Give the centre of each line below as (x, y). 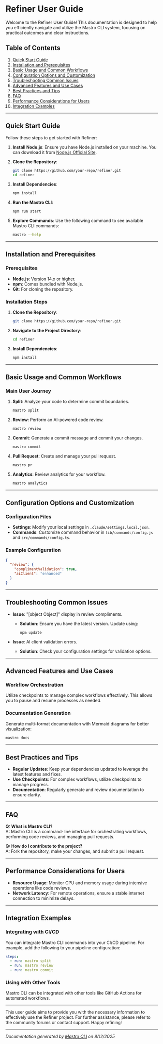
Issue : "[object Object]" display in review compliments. (67, 614)
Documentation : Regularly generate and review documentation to (78, 790)
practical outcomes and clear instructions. (47, 33)
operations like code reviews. (42, 888)
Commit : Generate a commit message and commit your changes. (78, 438)
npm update (31, 632)
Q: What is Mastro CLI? (29, 826)
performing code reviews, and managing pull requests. (60, 837)
